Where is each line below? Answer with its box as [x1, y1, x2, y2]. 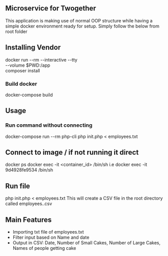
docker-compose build [5, 92, 53, 98]
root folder [5, 28, 27, 35]
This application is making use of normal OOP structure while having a [5, 17, 153, 23]
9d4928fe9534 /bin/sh [5, 167, 53, 173]
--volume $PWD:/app [5, 62, 50, 68]
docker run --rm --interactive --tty [5, 56, 78, 63]
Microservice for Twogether [5, 4, 96, 13]
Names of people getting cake [12, 245, 76, 251]
